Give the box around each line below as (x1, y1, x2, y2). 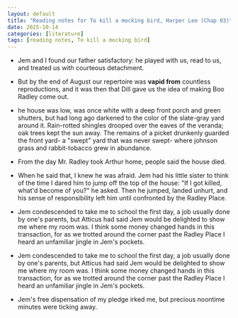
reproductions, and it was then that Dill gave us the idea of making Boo (17, 85, 225, 93)
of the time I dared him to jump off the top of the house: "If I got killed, (17, 178, 222, 188)
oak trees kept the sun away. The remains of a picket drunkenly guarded (17, 129, 229, 137)
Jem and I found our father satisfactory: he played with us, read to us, (17, 56, 222, 64)
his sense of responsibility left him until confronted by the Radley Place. (17, 194, 227, 203)
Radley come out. (17, 93, 69, 101)
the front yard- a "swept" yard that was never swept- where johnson (17, 136, 218, 145)
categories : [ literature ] (7, 30, 84, 38)
